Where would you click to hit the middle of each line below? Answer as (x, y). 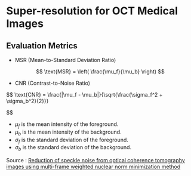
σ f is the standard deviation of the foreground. (71, 140)
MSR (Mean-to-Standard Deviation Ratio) (65, 60)
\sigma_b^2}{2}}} (27, 101)
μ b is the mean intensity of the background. (68, 132)
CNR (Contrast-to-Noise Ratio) (53, 83)
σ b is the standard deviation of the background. (73, 148)
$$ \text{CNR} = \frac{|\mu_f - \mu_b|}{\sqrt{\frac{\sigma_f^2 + (84, 95)
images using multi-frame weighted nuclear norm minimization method (93, 167)
